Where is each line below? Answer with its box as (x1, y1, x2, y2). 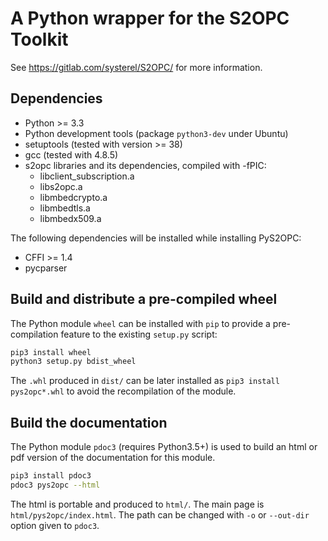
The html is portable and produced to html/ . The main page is (10, 498, 265, 510)
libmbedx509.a (39, 212, 102, 224)
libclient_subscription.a (39, 170, 135, 182)
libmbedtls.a (39, 202, 91, 214)
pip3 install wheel (10, 347, 92, 357)
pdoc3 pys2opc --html (10, 480, 101, 490)
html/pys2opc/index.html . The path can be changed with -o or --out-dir (10, 508, 310, 521)
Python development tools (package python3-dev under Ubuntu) (24, 127, 289, 139)
